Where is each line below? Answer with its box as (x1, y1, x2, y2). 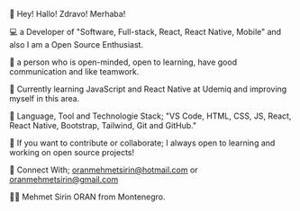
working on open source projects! (9, 147, 135, 157)
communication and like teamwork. (9, 66, 140, 76)
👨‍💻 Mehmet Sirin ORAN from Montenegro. (9, 191, 166, 202)
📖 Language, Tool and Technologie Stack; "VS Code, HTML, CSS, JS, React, (9, 110, 292, 121)
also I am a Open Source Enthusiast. (9, 40, 144, 49)
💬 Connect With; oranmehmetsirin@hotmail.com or (9, 164, 198, 175)
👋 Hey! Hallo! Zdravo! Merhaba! (9, 9, 126, 19)
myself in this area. (9, 93, 80, 103)
